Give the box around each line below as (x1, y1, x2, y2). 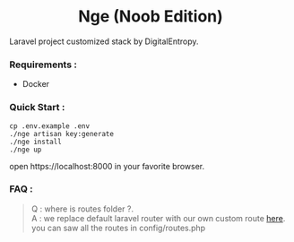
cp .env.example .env (9, 121, 91, 131)
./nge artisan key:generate (9, 129, 115, 138)
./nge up (9, 145, 42, 154)
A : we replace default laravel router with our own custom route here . (30, 212, 286, 223)
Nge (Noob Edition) (77, 6, 224, 27)
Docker (22, 79, 50, 90)
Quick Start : (9, 101, 65, 114)
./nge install (9, 137, 63, 146)
